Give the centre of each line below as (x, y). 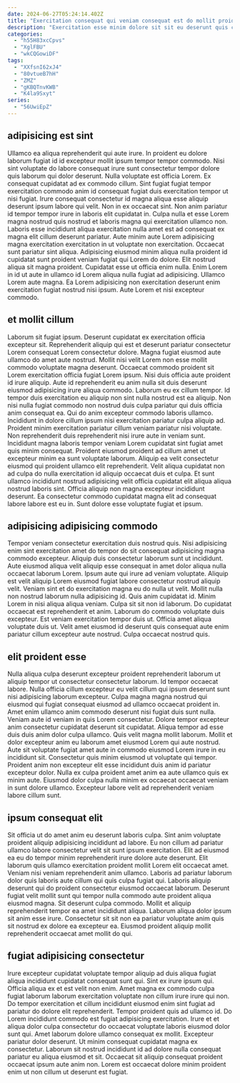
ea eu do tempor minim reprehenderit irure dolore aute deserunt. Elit (108, 857)
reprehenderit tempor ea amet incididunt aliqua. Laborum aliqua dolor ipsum (120, 910)
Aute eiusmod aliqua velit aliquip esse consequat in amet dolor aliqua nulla (117, 566)
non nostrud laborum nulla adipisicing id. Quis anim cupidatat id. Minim (112, 596)
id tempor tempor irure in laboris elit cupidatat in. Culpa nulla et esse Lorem (118, 213)
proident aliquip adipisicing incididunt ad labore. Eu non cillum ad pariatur (115, 842)
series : (19, 101)
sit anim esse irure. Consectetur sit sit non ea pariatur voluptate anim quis (116, 918)
